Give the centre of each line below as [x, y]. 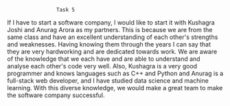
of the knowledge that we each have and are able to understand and [104, 59]
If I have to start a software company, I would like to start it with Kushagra [111, 23]
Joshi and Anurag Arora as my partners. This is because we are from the [110, 30]
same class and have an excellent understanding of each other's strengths [113, 37]
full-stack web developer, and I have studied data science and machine [108, 81]
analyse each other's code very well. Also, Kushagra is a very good [102, 66]
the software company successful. [56, 95]
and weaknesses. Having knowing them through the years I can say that [109, 44]
